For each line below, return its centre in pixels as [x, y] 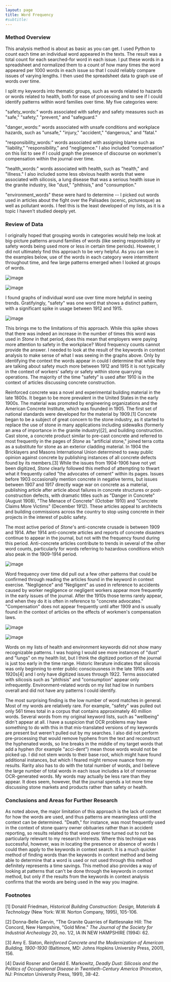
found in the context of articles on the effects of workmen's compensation [83, 612]
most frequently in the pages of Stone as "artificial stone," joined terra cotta [84, 441]
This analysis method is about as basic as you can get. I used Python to [80, 49]
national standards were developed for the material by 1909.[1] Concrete [81, 414]
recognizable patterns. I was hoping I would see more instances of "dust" [82, 652]
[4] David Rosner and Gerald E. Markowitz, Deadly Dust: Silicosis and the [82, 963]
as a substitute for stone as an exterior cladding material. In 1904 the [77, 446]
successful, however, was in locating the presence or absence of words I [82, 844]
